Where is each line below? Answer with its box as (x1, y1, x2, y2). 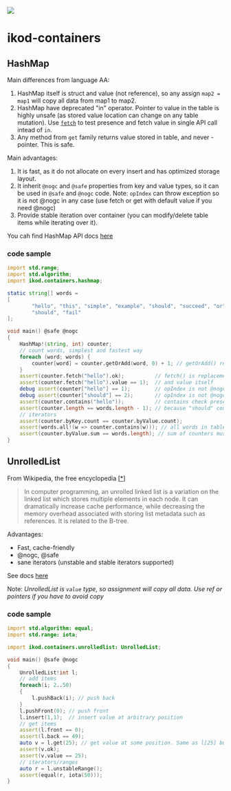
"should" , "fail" (32, 309, 81, 316)
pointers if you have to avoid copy (7, 592, 104, 600)
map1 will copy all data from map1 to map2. (16, 96, 137, 105)
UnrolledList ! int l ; (19, 669, 78, 676)
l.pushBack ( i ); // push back (32, 695, 115, 702)
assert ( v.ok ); (19, 746, 60, 753)
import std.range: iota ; (7, 631, 78, 639)
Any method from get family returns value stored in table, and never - (16, 133, 214, 141)
